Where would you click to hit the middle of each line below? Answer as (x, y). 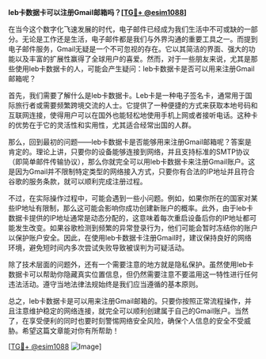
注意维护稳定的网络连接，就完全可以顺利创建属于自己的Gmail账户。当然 (132, 311)
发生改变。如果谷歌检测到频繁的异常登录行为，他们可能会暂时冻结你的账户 (136, 228)
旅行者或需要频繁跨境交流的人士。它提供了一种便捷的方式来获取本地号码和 (136, 105)
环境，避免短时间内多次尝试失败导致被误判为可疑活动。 (98, 248)
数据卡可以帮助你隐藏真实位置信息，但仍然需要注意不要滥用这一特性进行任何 (133, 274)
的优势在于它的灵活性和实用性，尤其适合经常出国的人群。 (102, 125)
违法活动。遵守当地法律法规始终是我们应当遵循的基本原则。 (105, 284)
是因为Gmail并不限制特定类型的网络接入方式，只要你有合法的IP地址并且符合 (132, 172)
